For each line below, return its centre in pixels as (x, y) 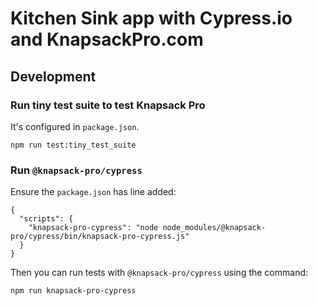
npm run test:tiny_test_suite (73, 145)
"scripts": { (46, 219)
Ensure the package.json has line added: (93, 192)
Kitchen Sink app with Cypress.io (151, 18)
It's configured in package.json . (75, 126)
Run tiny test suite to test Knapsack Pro (108, 105)
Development (53, 76)
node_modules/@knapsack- (214, 228)
